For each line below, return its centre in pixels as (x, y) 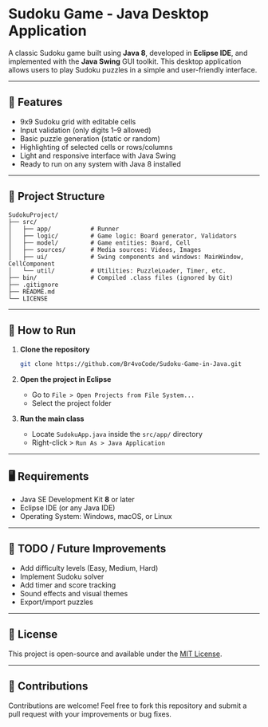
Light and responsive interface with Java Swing (98, 155)
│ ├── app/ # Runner (64, 229)
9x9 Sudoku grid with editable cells (78, 121)
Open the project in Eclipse (65, 379)
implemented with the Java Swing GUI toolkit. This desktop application (125, 61)
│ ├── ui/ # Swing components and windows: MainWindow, (126, 257)
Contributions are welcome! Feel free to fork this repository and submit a (128, 705)
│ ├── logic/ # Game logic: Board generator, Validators (123, 236)
